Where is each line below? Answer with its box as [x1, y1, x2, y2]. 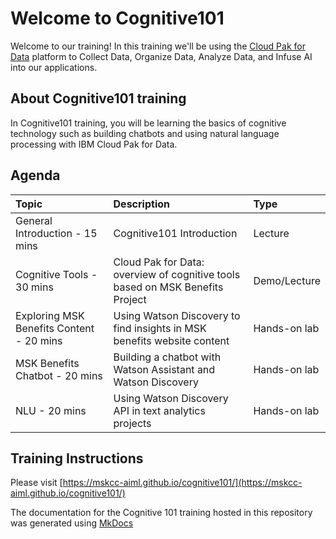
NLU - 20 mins [15, 403, 87, 417]
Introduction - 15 [15, 226, 98, 240]
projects [113, 416, 152, 430]
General [15, 213, 53, 227]
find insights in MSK [113, 321, 207, 335]
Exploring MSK [15, 308, 85, 322]
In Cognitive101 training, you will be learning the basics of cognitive [10, 117, 287, 129]
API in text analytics [113, 403, 206, 417]
